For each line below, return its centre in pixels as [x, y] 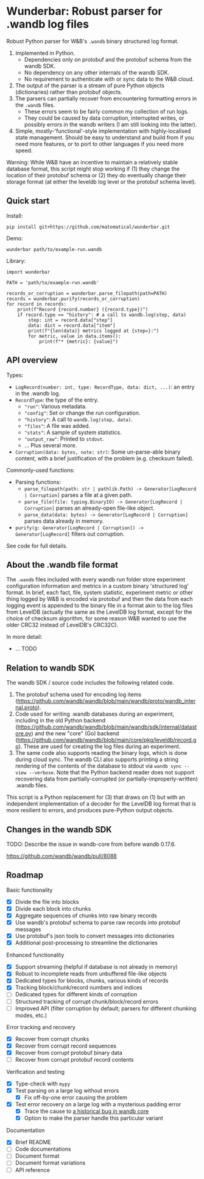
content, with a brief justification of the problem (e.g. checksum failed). [104, 458]
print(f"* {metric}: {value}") [79, 341]
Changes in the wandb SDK [59, 829]
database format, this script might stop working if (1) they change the [93, 169]
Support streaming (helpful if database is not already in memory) [96, 967]
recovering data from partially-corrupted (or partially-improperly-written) [106, 779]
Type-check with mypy [43, 1084]
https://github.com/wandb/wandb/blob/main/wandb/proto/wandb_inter [107, 701]
